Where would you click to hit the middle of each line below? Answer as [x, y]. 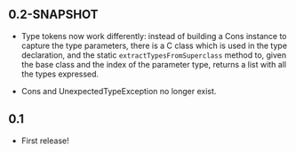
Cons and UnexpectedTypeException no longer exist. [119, 91]
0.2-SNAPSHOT [53, 15]
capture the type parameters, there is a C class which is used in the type [154, 45]
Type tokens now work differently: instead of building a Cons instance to [154, 36]
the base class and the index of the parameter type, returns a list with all [153, 64]
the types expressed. [60, 74]
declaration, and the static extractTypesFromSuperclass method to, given [154, 55]
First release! [45, 141]
